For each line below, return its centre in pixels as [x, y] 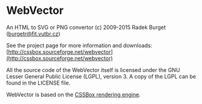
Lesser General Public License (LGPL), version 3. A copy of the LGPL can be [101, 76]
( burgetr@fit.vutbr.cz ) [33, 33]
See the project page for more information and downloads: [79, 45]
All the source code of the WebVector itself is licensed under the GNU [93, 70]
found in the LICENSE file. [38, 83]
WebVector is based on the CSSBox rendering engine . [73, 94]
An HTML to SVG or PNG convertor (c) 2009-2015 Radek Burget [86, 27]
